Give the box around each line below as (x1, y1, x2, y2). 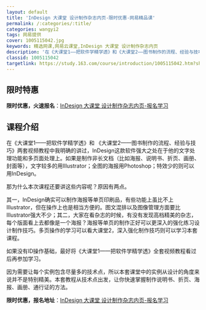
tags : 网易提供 (6, 32, 42, 38)
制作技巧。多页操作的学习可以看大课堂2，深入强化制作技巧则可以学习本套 (11, 227, 198, 234)
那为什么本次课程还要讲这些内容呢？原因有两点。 (6, 183, 130, 190)
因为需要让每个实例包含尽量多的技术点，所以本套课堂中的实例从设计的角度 (6, 268, 194, 276)
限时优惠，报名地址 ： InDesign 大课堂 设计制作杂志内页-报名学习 (6, 296, 169, 304)
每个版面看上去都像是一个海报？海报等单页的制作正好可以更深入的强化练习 (6, 219, 194, 227)
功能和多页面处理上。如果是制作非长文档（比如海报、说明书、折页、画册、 (11, 155, 200, 162)
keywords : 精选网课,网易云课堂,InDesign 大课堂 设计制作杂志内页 (6, 44, 158, 50)
